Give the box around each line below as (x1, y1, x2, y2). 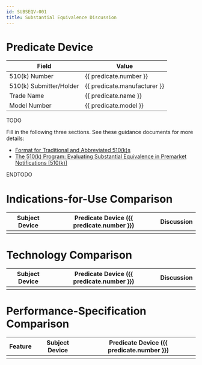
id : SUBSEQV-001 (6, 8, 47, 15)
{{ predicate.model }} (85, 102, 144, 110)
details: (6, 135, 25, 142)
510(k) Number (9, 72, 54, 81)
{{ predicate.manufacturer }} (85, 82, 165, 90)
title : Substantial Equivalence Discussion (6, 14, 117, 20)
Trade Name (9, 91, 44, 100)
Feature (9, 342, 32, 351)
